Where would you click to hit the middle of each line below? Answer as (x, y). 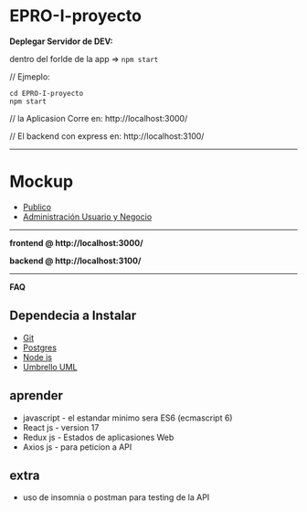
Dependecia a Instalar (73, 316)
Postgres (40, 347)
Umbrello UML (50, 367)
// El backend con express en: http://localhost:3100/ (107, 136)
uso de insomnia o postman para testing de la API (116, 497)
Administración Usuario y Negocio (87, 217)
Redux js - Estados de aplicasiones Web (98, 437)
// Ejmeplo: (30, 76)
